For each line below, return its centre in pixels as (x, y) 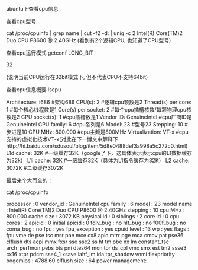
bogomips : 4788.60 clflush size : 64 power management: (76, 261)
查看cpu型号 (21, 21)
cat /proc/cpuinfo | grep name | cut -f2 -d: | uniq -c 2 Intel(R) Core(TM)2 (95, 33)
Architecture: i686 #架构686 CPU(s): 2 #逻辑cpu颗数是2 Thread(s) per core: (99, 102)
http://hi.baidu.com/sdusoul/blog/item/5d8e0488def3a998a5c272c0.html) (97, 146)
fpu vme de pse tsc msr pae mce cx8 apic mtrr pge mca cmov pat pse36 (95, 235)
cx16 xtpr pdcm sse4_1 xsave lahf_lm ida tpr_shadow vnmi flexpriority (91, 254)
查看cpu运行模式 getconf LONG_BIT (50, 53)
